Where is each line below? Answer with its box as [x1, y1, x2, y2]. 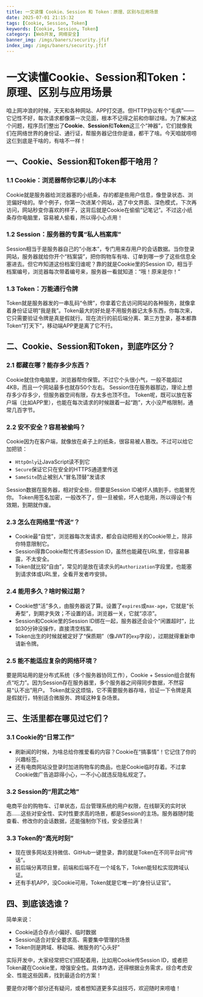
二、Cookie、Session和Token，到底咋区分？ [6, 341, 175, 351]
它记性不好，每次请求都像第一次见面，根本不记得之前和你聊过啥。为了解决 [6, 114, 192, 122]
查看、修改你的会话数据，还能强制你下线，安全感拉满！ [6, 817, 144, 825]
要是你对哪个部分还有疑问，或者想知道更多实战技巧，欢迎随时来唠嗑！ [6, 984, 181, 992]
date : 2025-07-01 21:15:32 [6, 15, 74, 21]
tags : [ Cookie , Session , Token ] [6, 20, 88, 26]
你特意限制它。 [14, 540, 53, 548]
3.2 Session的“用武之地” [6, 787, 80, 796]
